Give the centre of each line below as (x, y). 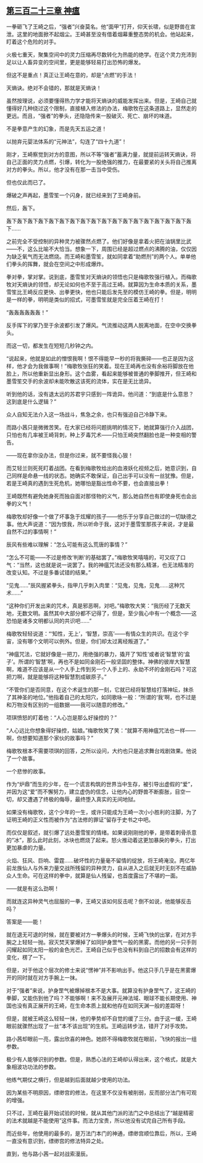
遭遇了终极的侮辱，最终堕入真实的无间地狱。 (83, 799)
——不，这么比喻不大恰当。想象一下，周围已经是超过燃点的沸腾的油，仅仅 (99, 249)
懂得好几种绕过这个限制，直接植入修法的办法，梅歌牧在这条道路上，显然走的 (101, 108)
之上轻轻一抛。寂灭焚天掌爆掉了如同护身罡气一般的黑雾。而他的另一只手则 (104, 942)
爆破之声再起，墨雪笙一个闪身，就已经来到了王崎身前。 (75, 195)
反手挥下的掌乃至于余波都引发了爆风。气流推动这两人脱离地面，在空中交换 (99, 325)
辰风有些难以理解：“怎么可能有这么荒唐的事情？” (67, 544)
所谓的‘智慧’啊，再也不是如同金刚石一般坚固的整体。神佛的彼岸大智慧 (104, 662)
